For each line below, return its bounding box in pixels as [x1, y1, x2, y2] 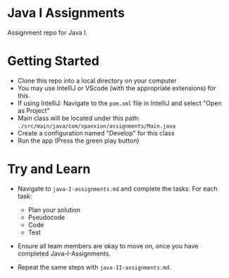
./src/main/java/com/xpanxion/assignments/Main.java [17, 122, 176, 130]
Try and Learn [7, 161, 91, 177]
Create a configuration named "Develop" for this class [17, 128, 175, 137]
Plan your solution [27, 205, 81, 214]
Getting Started [7, 53, 100, 69]
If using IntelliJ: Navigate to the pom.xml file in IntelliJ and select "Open [17, 99, 222, 107]
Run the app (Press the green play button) [17, 136, 140, 145]
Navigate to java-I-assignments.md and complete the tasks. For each [17, 184, 218, 193]
